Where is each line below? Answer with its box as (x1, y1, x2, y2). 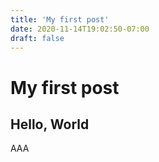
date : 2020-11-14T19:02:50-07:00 (10, 24, 150, 34)
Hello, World (10, 116, 90, 133)
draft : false (10, 33, 65, 43)
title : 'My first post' (10, 14, 110, 25)
